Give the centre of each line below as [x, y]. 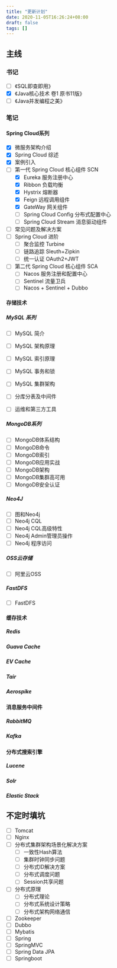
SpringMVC [29, 945]
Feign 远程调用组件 [46, 199]
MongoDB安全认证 [37, 485]
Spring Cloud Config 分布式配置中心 [67, 214]
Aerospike [19, 691]
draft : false [22, 23]
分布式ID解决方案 [44, 867]
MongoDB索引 [32, 455]
